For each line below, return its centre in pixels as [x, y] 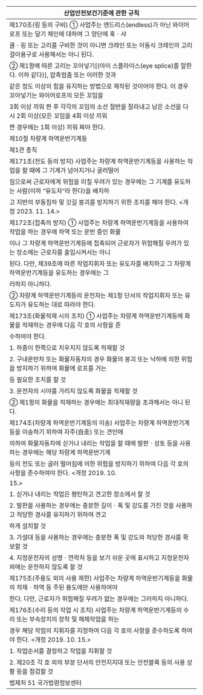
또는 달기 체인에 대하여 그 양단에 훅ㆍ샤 [74, 34]
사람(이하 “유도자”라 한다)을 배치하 [63, 191]
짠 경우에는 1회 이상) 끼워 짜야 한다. [57, 127]
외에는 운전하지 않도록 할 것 [46, 567]
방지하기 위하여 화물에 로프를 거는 [62, 368]
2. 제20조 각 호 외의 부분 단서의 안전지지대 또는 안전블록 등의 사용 [97, 662]
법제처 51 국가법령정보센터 [46, 683]
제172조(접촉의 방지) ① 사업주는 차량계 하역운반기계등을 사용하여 [99, 223]
